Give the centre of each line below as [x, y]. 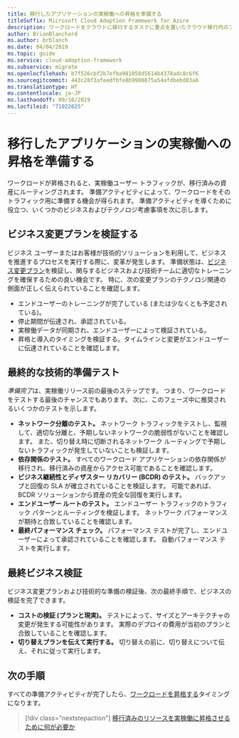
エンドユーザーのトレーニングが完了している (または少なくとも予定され [122, 303]
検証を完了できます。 [38, 600]
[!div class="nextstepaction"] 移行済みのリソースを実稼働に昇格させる [128, 718]
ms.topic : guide [31, 54]
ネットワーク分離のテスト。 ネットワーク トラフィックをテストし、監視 [122, 423]
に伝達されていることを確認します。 [70, 348]
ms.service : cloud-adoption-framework [65, 60]
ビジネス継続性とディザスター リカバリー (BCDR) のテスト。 [105, 477]
